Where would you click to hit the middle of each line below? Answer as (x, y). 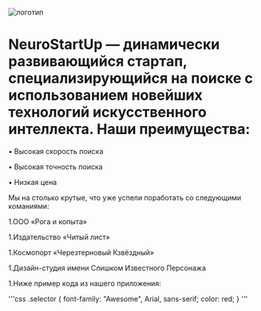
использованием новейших (106, 95)
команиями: (29, 206)
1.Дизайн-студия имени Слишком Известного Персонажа (107, 268)
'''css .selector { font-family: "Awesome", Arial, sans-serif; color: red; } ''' (128, 298)
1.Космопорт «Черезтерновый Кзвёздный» (81, 252)
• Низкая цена (33, 182)
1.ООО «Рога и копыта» (48, 221)
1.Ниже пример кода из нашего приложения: (85, 283)
